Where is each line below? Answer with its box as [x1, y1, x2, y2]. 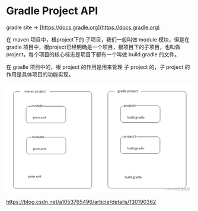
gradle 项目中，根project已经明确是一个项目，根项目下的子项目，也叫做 [6, 43, 181, 50]
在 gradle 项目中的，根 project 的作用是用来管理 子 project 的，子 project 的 [6, 63, 190, 71]
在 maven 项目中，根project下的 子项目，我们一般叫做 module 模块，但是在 [6, 36, 190, 43]
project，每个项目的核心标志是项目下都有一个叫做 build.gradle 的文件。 [6, 50, 180, 57]
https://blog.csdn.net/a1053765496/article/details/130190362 [6, 198, 157, 205]
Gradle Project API [6, 4, 98, 18]
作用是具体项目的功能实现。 [6, 71, 74, 78]
